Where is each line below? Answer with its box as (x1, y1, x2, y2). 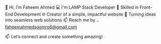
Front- (139, 4, 153, 10)
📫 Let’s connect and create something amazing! (5, 34, 103, 39)
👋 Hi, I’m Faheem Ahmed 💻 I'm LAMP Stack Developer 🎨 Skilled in (5, 4, 139, 10)
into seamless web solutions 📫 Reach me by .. (5, 17, 99, 23)
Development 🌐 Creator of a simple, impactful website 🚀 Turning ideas (14, 12, 156, 17)
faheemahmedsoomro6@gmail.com (5, 24, 77, 29)
